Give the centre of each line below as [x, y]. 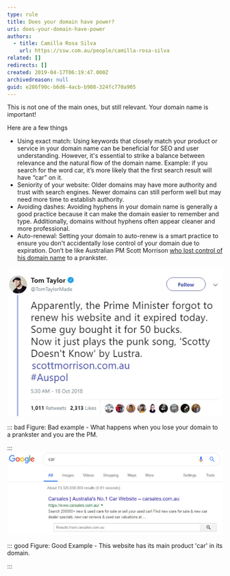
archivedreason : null [38, 80]
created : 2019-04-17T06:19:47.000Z [58, 72]
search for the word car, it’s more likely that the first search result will [114, 170]
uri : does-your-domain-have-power [56, 29]
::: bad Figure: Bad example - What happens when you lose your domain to [113, 427]
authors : [20, 36]
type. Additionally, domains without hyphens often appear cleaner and [116, 221]
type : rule [23, 14]
